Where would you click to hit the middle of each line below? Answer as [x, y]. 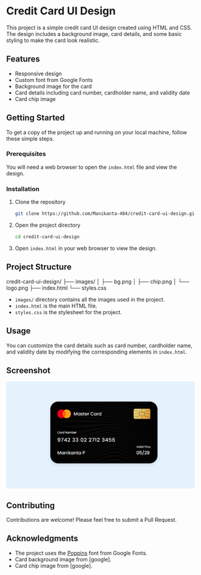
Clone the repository [40, 202]
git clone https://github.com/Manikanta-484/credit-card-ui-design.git [106, 214]
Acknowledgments [42, 539]
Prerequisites [26, 154]
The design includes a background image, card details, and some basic [94, 34]
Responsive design [38, 74]
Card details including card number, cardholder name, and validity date [102, 92]
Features [23, 59]
